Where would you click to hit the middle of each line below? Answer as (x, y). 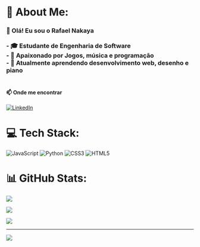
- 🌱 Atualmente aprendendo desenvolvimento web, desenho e (98, 63)
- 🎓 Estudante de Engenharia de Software (68, 46)
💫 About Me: (37, 12)
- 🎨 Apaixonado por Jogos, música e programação (80, 56)
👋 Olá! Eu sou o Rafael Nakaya (50, 31)
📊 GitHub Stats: (47, 178)
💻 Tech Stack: (43, 133)
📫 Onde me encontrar (34, 92)
